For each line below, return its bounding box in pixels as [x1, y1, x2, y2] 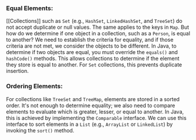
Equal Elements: [6, 4, 53, 12]
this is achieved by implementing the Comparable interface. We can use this [6, 114, 187, 121]
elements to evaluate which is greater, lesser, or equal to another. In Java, [6, 108, 184, 115]
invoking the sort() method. [6, 126, 75, 134]
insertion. [6, 68, 29, 75]
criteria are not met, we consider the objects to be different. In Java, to [6, 42, 177, 49]
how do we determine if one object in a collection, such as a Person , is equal [6, 30, 191, 37]
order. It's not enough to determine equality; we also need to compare [6, 102, 175, 109]
